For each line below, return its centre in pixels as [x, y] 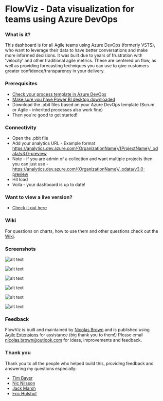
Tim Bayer [22, 378]
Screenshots [20, 249]
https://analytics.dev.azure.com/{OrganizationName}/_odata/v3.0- [79, 169]
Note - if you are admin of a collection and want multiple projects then [82, 159]
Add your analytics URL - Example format [54, 143]
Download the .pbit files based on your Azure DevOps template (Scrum [83, 104]
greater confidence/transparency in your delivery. [55, 71]
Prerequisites [21, 84]
